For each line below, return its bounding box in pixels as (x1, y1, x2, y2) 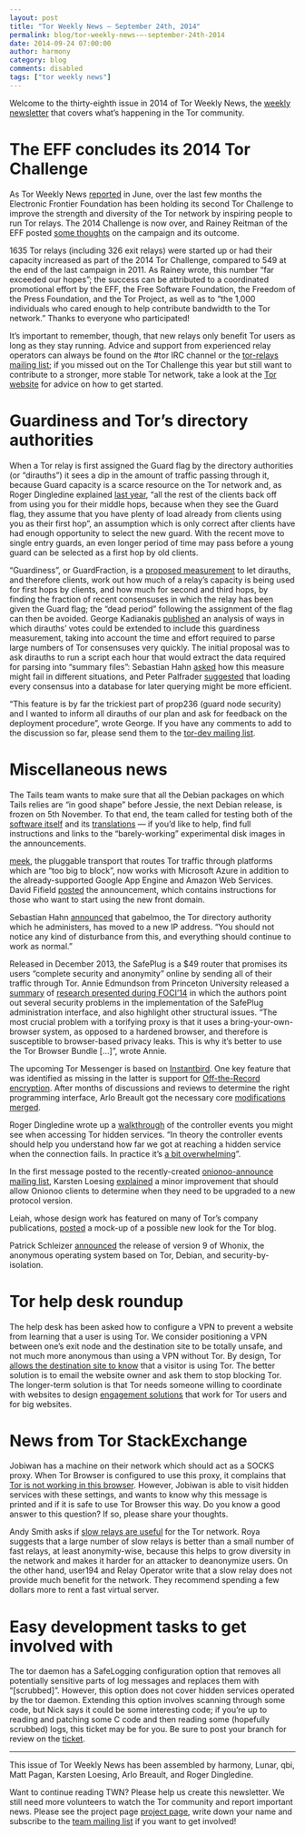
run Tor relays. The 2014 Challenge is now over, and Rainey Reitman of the (9, 218, 288, 228)
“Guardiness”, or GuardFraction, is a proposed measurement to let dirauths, (9, 564, 291, 575)
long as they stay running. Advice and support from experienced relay (9, 340, 271, 350)
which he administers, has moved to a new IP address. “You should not (9, 921, 275, 932)
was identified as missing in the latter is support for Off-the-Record (9, 1072, 261, 1083)
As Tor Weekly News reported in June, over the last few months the (9, 188, 262, 199)
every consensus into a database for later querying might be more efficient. (9, 680, 292, 692)
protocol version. (9, 1194, 74, 1206)
